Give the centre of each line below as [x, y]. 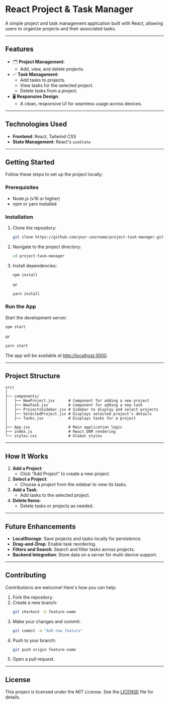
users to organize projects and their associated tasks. [61, 28]
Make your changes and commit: [47, 621]
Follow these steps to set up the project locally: [54, 174]
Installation [19, 217]
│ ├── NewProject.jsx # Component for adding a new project [77, 401]
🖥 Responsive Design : [36, 96]
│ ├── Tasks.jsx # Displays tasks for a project [71, 419]
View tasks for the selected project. [57, 85]
